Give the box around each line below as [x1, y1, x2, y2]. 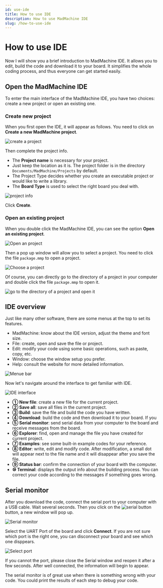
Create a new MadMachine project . [5, 129, 78, 135]
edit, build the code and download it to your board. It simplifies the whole [5, 63, 152, 69]
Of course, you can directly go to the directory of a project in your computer [5, 274, 158, 280]
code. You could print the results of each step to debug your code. [5, 577, 139, 584]
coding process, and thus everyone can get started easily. [5, 68, 122, 74]
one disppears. [5, 539, 36, 545]
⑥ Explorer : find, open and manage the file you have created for [12, 430, 144, 436]
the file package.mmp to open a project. [5, 255, 81, 261]
